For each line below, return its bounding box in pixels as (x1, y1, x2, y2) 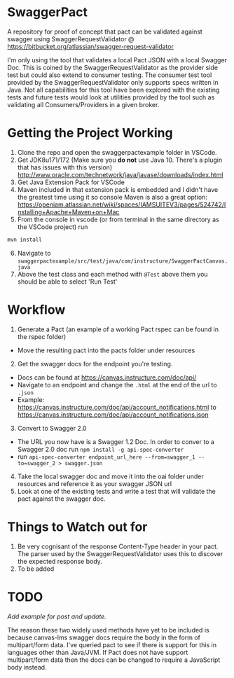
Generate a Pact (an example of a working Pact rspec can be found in (17, 325, 219, 333)
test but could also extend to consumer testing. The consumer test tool (7, 71, 212, 79)
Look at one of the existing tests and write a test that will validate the (17, 487, 216, 495)
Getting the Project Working (7, 125, 173, 141)
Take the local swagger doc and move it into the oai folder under (17, 472, 205, 480)
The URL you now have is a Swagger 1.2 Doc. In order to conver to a (17, 437, 215, 445)
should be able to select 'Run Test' (17, 277, 118, 286)
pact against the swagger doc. (17, 494, 106, 503)
